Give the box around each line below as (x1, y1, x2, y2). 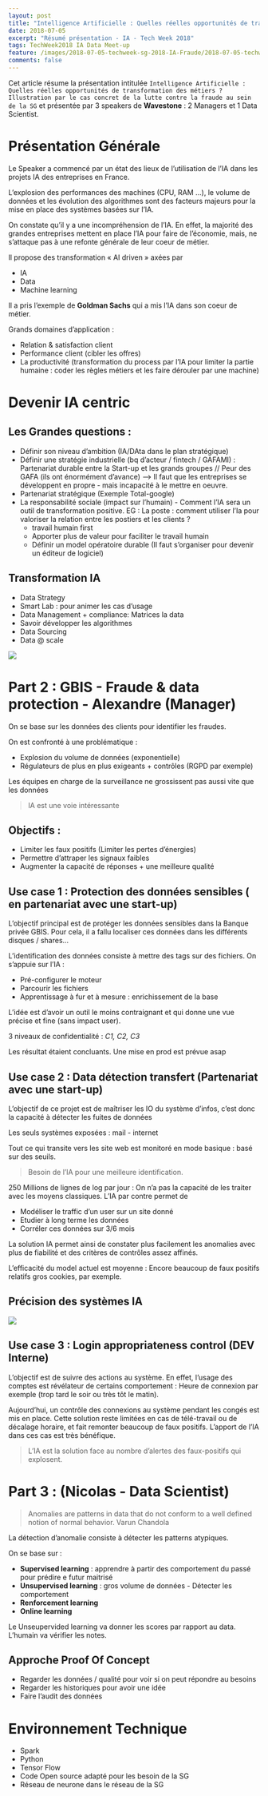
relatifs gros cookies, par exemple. (8, 1272, 122, 1281)
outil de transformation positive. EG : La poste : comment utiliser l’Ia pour (19, 505, 259, 516)
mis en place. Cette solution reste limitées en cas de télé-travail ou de (8, 1413, 238, 1423)
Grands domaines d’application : (8, 325, 114, 334)
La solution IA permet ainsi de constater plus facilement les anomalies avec (8, 1240, 256, 1248)
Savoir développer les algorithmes (19, 618, 133, 627)
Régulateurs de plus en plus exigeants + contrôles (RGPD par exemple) (19, 761, 254, 771)
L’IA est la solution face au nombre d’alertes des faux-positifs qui (27, 1446, 242, 1456)
